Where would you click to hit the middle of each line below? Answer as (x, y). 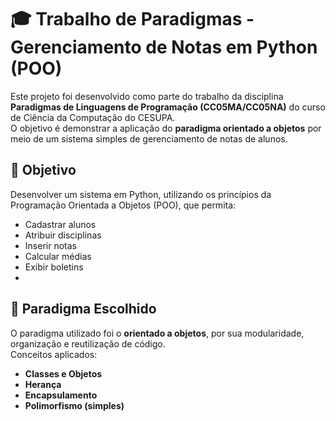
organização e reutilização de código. (88, 343)
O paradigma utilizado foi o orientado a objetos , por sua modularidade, (157, 333)
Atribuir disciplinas (63, 235)
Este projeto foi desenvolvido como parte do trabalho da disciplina (147, 96)
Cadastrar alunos (60, 224)
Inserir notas (50, 245)
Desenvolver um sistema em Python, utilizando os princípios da (141, 194)
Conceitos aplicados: (54, 354)
